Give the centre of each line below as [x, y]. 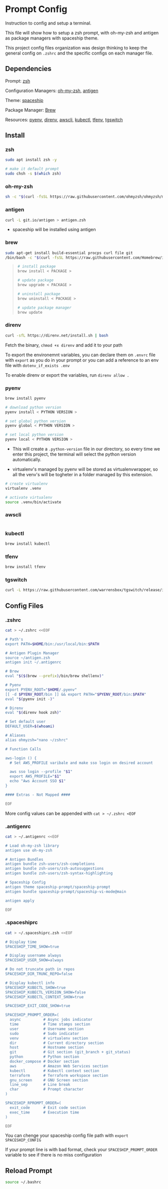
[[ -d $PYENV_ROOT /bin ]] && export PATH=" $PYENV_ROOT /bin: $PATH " [76, 694]
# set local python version [34, 435]
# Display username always [33, 956]
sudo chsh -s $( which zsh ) [33, 174]
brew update [30, 312]
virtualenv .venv [23, 488]
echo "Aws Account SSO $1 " [38, 781]
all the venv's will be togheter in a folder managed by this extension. [82, 475]
